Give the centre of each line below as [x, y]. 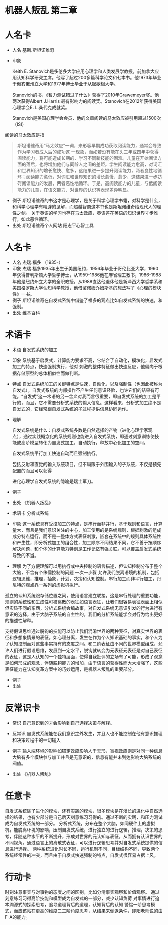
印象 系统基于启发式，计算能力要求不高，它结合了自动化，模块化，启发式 [87, 360]
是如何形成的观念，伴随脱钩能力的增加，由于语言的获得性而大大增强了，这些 [84, 663]
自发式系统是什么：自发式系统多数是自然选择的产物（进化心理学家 [80, 430]
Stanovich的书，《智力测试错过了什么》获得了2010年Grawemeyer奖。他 [86, 95]
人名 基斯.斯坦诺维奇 [33, 50]
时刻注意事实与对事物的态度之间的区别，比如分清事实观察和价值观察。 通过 [82, 892]
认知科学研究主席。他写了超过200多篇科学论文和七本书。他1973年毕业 [89, 78]
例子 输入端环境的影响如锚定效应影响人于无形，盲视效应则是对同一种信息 [87, 751]
